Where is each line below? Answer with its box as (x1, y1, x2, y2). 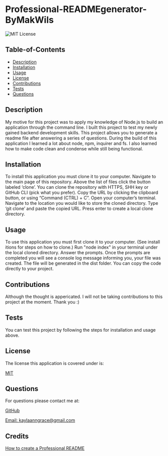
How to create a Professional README (5, 445, 85, 451)
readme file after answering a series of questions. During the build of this (5, 135, 157, 141)
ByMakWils (5, 14, 54, 26)
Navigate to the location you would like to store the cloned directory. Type (5, 200, 158, 206)
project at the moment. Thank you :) (5, 299, 79, 305)
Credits (5, 432, 29, 440)
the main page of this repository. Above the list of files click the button (5, 179, 151, 185)
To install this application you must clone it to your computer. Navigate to (5, 174, 156, 180)
